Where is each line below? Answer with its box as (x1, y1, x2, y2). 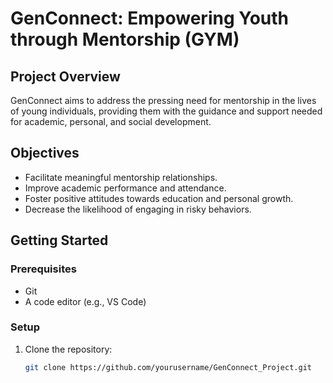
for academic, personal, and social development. (10, 116, 212, 127)
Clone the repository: (24, 343, 113, 355)
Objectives (10, 145, 80, 162)
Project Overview (10, 68, 121, 85)
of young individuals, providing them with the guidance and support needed (10, 105, 323, 117)
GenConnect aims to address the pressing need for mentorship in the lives (10, 95, 317, 106)
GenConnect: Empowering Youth (10, 7, 289, 30)
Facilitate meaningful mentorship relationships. (24, 171, 218, 183)
